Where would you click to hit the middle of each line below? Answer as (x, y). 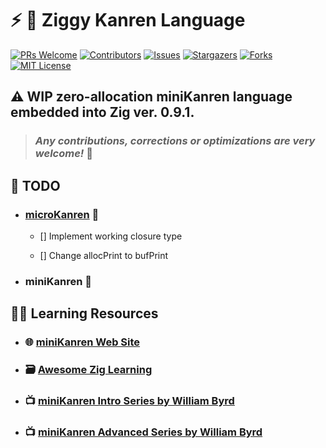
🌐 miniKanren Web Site (82, 342)
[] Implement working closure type (111, 236)
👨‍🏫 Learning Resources (84, 313)
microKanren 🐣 (62, 214)
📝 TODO (35, 185)
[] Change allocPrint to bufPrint (104, 255)
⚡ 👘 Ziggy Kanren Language (128, 20)
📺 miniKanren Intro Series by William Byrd (129, 401)
